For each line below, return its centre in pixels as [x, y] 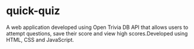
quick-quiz [33, 11]
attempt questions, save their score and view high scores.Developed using [97, 33]
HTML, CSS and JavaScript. [40, 40]
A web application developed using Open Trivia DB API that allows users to [97, 27]
